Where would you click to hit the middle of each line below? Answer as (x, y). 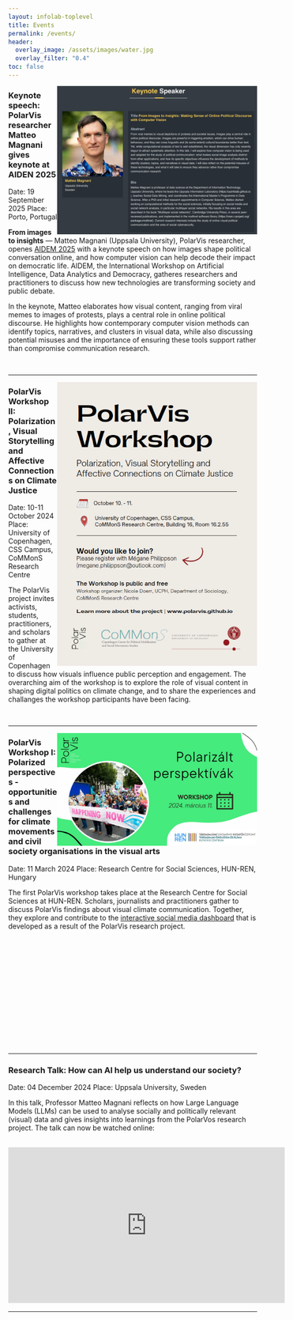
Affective (26, 461)
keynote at (29, 165)
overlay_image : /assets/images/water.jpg (85, 50)
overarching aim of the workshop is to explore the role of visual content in (128, 683)
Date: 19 (21, 192)
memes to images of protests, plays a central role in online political (117, 315)
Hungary (23, 877)
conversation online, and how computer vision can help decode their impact (132, 258)
